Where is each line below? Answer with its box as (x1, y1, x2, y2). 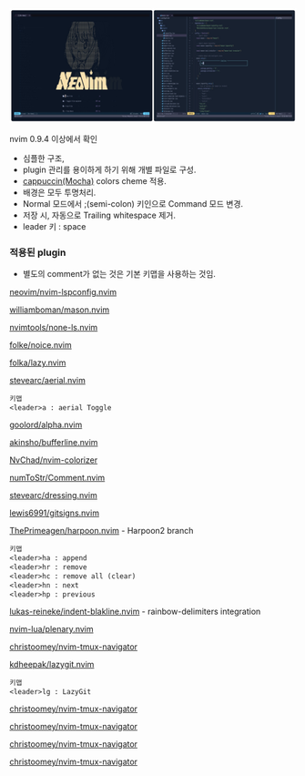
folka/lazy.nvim (9, 357, 66, 368)
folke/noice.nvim (9, 340, 72, 351)
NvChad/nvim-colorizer (9, 454, 98, 465)
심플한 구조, (22, 152, 66, 163)
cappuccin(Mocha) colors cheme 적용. (22, 175, 167, 186)
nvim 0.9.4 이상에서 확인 (9, 133, 98, 144)
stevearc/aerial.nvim (9, 375, 86, 386)
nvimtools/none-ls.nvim (9, 322, 98, 333)
